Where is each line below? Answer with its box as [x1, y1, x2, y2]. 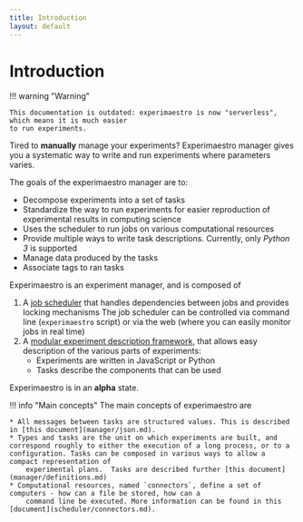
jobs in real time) [22, 326, 85, 337]
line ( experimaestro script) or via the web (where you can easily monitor [22, 317, 292, 328]
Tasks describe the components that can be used [35, 365, 222, 376]
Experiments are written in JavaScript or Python [35, 355, 216, 366]
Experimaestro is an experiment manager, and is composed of [9, 280, 242, 291]
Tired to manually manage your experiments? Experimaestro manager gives [9, 140, 295, 151]
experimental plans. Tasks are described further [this [25, 465, 246, 475]
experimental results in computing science [22, 214, 181, 225]
